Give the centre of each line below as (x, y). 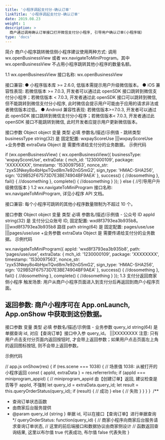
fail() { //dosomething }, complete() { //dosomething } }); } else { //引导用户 (81, 181)
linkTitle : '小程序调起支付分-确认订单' (43, 14)
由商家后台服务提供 (32, 408)
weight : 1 (15, 23)
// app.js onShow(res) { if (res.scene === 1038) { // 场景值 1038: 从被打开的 (81, 366)
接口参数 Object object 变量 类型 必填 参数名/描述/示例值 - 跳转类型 (73, 132)
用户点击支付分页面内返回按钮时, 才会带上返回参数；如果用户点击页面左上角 (82, 339)
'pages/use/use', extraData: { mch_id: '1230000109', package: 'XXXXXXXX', (82, 254)
